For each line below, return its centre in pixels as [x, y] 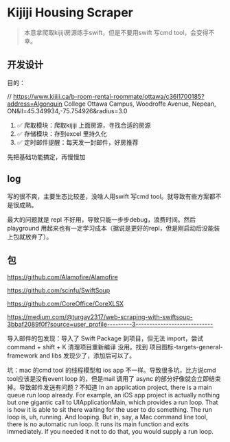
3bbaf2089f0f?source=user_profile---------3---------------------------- [110, 325]
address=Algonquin [35, 104]
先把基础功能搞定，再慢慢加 [46, 156]
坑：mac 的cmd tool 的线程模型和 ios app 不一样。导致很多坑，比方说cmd [112, 370]
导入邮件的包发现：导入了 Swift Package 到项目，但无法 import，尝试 [105, 338]
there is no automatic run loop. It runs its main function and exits [98, 424]
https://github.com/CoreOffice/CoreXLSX [66, 304]
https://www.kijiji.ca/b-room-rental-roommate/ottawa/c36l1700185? [109, 96]
